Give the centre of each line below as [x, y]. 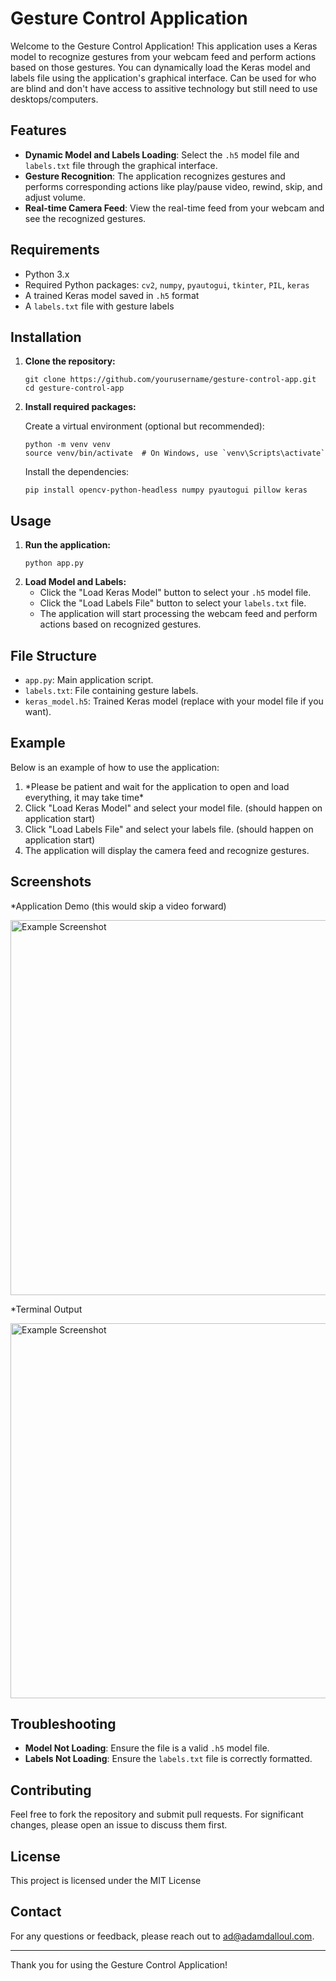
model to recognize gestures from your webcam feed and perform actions [163, 56]
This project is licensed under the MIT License [106, 1881]
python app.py [54, 563]
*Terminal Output [46, 1309]
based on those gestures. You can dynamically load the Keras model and [160, 67]
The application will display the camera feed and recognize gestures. [167, 850]
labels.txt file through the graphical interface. [121, 165]
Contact [36, 1912]
